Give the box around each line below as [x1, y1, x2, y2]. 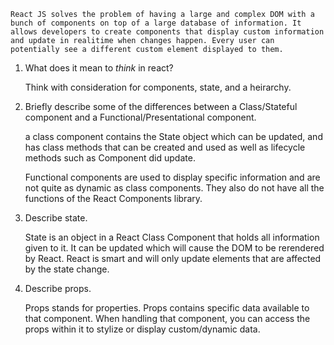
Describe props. [24, 283, 92, 294]
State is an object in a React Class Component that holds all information [24, 231, 320, 243]
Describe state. [24, 212, 88, 224]
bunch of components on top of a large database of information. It [10, 18, 302, 28]
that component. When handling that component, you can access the [24, 313, 311, 324]
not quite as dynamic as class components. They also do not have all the [24, 182, 325, 194]
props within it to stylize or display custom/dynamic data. [24, 323, 261, 335]
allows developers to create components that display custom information [10, 27, 325, 37]
